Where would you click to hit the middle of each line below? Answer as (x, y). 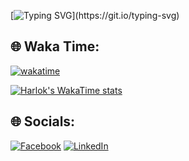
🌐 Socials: (43, 121)
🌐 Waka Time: (55, 46)
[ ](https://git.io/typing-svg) (95, 15)
